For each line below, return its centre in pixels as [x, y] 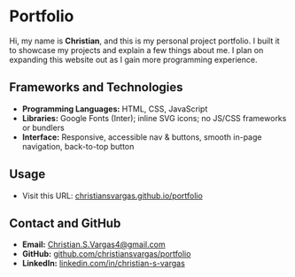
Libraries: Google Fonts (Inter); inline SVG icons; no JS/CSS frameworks [154, 118]
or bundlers [43, 127]
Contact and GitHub [65, 223]
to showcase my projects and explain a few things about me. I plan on [136, 50]
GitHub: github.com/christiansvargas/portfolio [106, 254]
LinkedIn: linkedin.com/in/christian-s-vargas [104, 264]
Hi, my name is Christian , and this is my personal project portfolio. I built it [145, 41]
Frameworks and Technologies [96, 87]
